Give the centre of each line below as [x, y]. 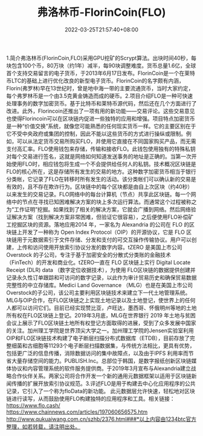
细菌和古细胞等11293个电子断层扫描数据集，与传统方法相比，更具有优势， [103, 345]
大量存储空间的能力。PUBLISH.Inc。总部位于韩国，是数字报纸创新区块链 [101, 360]
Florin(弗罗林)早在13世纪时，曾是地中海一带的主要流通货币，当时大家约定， [100, 88]
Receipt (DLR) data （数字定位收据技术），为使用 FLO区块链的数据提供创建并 [101, 269]
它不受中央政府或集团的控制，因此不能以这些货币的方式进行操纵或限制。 [96, 133]
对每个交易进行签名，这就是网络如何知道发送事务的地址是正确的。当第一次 [99, 156]
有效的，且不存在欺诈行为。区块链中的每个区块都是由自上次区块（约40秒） [100, 187]
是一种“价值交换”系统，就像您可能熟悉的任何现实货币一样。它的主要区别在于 [101, 126]
